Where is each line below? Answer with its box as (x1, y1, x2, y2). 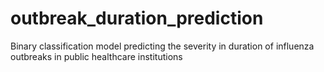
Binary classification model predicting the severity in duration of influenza (10, 40, 315, 52)
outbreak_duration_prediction (10, 7, 264, 30)
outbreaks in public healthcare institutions (10, 50, 183, 62)
